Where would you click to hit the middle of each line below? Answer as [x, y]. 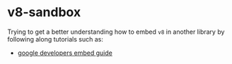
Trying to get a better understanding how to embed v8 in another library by [116, 32]
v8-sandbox [44, 12]
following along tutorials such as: [56, 39]
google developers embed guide [65, 53]
